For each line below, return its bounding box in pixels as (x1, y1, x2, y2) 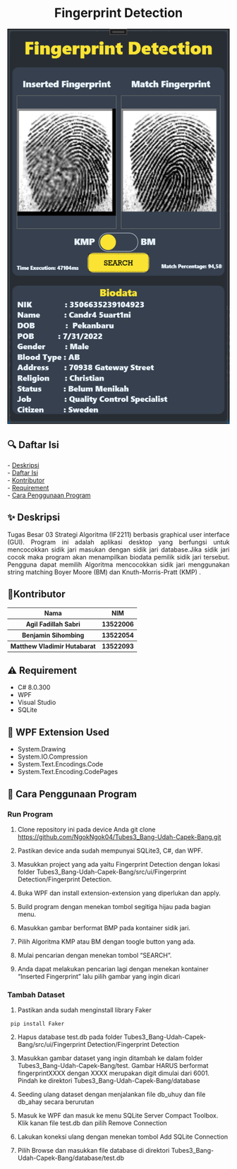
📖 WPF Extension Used (7, 726, 110, 738)
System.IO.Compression (17, 752, 88, 761)
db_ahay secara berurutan (17, 1098, 95, 1106)
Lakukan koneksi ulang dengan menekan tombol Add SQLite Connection (17, 1132, 229, 1141)
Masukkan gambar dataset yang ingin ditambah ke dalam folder (17, 1054, 203, 1062)
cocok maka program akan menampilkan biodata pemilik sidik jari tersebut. (7, 552, 230, 561)
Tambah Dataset (7, 990, 65, 999)
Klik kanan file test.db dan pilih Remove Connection (17, 1119, 167, 1127)
